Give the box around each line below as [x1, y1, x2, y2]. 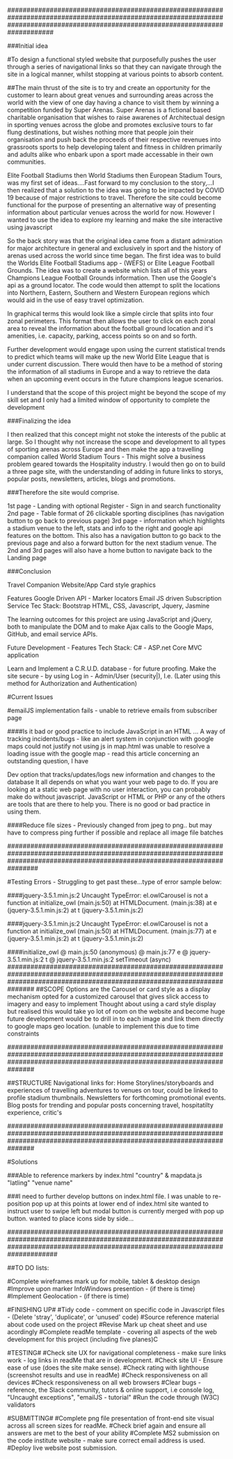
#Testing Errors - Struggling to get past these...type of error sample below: [7, 878, 223, 885]
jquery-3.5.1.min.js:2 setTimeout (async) [56, 955, 172, 964]
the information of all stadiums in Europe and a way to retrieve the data [7, 368, 211, 375]
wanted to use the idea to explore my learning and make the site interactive [7, 216, 223, 224]
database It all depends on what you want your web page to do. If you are [7, 778, 219, 786]
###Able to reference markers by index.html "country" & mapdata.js [7, 1172, 202, 1179]
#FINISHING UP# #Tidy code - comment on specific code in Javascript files [7, 1305, 225, 1314]
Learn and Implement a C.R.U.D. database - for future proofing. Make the [7, 664, 217, 673]
